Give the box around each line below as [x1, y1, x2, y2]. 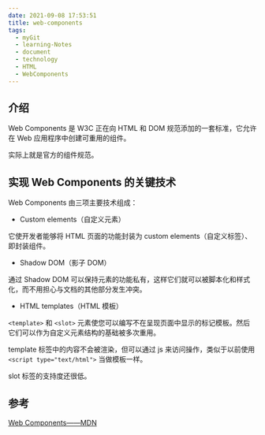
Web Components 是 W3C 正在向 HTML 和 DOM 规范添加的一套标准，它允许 [8, 124, 257, 133]
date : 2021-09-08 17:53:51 [8, 11, 97, 20]
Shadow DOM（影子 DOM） [19, 258, 111, 268]
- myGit [15, 33, 41, 42]
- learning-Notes [15, 41, 73, 49]
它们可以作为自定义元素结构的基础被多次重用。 [8, 328, 160, 337]
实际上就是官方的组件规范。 [8, 151, 99, 160]
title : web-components [8, 19, 83, 27]
